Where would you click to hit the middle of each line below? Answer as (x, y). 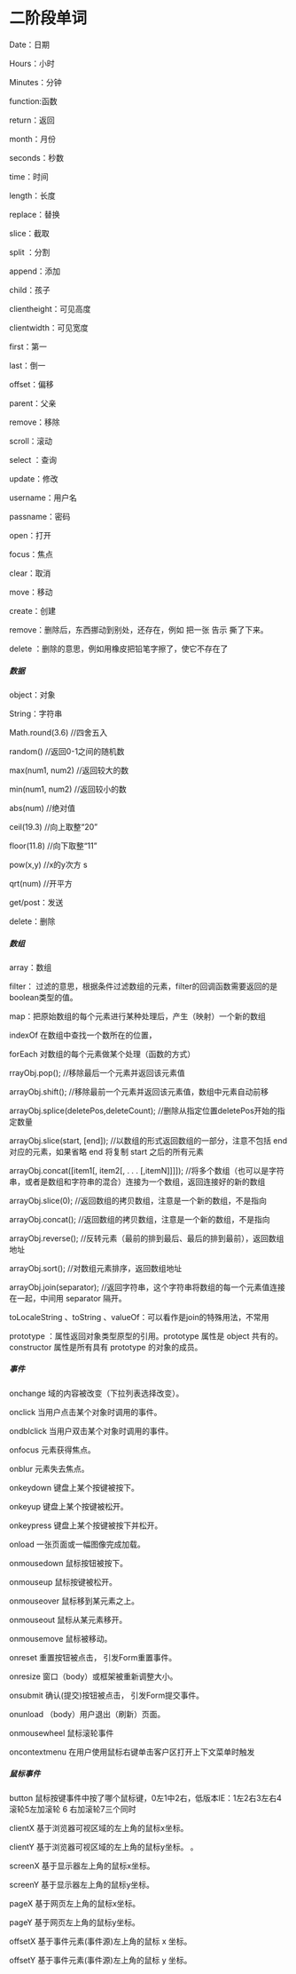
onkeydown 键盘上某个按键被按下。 (74, 1487)
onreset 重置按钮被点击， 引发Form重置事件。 (93, 1657)
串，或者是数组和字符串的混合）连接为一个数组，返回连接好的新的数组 (137, 1182)
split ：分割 (30, 252)
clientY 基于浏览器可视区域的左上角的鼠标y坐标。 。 (104, 1847)
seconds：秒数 (37, 157)
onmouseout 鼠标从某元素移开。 (68, 1620)
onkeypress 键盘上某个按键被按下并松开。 (86, 1525)
